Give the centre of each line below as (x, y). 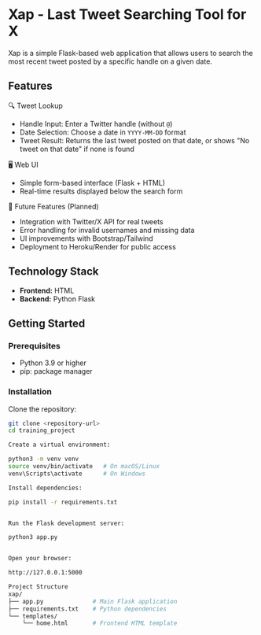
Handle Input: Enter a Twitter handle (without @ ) (96, 124)
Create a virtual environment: (59, 445)
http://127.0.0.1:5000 (45, 573)
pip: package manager (56, 371)
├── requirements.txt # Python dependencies (88, 609)
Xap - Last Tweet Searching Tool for (127, 15)
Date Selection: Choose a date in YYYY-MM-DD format (103, 132)
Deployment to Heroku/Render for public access (98, 246)
